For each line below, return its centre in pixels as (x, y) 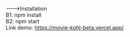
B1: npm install (24, 15)
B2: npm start (23, 21)
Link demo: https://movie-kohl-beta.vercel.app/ (65, 27)
